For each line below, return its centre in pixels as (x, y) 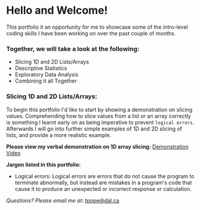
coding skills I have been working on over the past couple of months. (91, 33)
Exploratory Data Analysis (47, 75)
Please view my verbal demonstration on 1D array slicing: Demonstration (98, 147)
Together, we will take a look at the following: (73, 48)
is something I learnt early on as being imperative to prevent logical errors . (100, 122)
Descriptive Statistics (41, 68)
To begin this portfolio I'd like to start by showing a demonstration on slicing (99, 109)
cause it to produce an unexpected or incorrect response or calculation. (103, 188)
